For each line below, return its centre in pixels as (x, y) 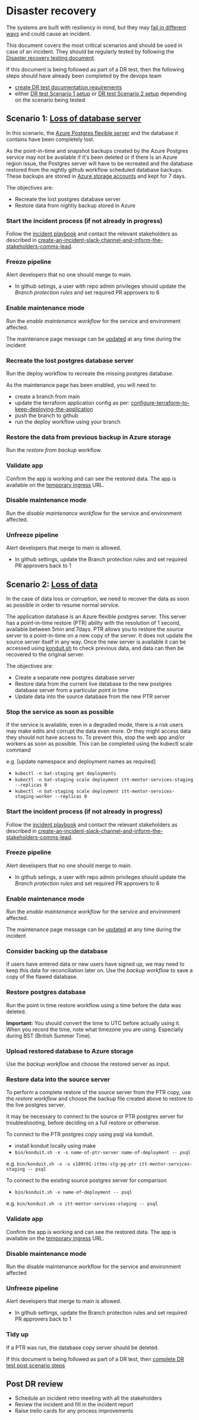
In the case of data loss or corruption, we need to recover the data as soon (98, 598)
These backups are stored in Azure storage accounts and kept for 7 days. (96, 176)
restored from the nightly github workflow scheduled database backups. (95, 169)
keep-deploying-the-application (54, 409)
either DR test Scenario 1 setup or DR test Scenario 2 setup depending (101, 93)
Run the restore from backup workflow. (54, 450)
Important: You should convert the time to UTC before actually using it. (93, 1023)
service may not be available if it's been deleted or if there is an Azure (92, 157)
